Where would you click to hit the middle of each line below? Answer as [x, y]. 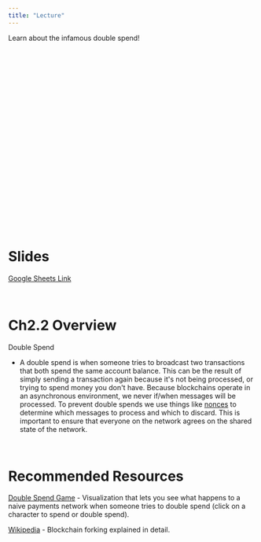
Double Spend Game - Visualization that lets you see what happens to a [125, 498]
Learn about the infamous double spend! [74, 38]
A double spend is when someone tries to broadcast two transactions [132, 362]
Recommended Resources [96, 476]
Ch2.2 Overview [62, 325]
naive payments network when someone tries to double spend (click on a [127, 506]
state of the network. [53, 429]
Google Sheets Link [40, 278]
